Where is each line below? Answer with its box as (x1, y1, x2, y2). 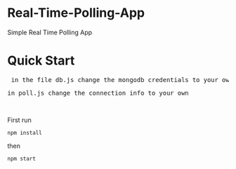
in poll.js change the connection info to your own (7, 89, 190, 97)
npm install (7, 129, 42, 136)
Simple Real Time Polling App (7, 28, 93, 36)
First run (7, 116, 32, 124)
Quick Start (7, 53, 75, 69)
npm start (7, 155, 37, 162)
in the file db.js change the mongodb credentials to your (11, 76, 219, 83)
